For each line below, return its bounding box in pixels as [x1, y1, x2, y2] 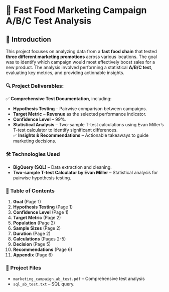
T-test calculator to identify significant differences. [13, 127, 118, 133]
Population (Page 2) [13, 220, 56, 226]
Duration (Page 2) [13, 230, 51, 236]
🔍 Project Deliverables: [6, 82, 64, 89]
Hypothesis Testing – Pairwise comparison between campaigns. [13, 106, 147, 112]
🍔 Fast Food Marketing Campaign [6, 5, 147, 16]
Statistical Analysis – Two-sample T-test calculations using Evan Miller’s [13, 122, 164, 128]
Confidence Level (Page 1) [13, 209, 69, 215]
